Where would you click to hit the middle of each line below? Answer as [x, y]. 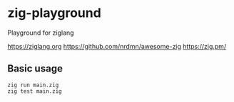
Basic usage [35, 69]
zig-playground [54, 13]
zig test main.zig [35, 91]
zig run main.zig [33, 85]
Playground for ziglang [41, 33]
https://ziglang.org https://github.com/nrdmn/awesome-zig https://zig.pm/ [117, 46]
